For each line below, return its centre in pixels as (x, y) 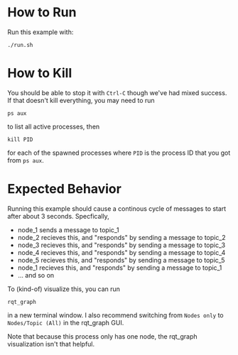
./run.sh (20, 45)
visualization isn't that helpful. (51, 344)
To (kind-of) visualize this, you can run (64, 289)
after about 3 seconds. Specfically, (59, 216)
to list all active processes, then (54, 126)
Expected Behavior (65, 189)
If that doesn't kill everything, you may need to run (81, 100)
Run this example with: (40, 32)
